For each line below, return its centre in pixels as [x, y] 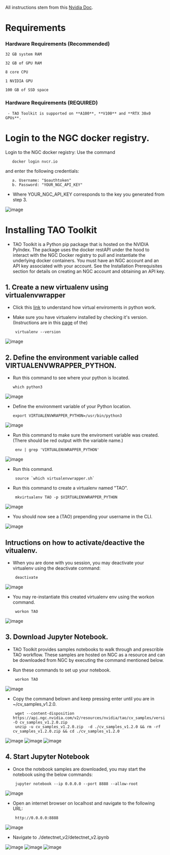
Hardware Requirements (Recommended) [58, 44]
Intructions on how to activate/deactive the [75, 542]
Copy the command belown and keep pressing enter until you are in [83, 699]
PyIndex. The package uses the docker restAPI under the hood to [81, 250]
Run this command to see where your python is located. [71, 378]
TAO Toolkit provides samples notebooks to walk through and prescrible [88, 649]
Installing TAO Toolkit [51, 230]
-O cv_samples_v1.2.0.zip [40, 722]
